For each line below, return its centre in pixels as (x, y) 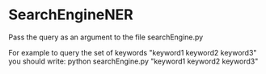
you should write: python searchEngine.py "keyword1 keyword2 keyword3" (133, 61)
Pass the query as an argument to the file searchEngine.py (106, 37)
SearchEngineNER (71, 15)
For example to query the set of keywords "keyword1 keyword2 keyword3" (133, 52)
